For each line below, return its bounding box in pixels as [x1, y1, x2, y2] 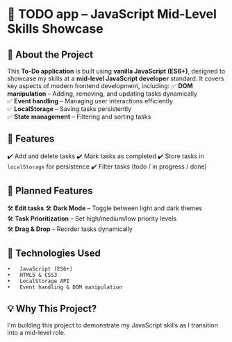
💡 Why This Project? [7, 302, 97, 314]
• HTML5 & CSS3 [7, 272, 58, 279]
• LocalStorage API [7, 277, 70, 285]
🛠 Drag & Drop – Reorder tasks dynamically [7, 225, 133, 233]
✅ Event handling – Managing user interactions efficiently [7, 97, 174, 105]
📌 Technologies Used [7, 248, 101, 259]
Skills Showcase [7, 21, 103, 37]
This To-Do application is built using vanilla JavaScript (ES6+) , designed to [7, 67, 226, 75]
